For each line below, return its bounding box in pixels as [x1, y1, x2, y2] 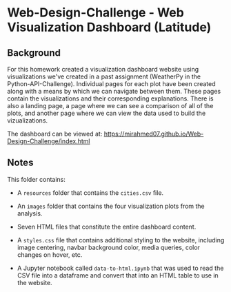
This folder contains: [7, 175, 66, 183]
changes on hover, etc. [17, 250, 83, 259]
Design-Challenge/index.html [7, 137, 90, 145]
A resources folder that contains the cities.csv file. [17, 188, 164, 197]
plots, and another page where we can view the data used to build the [7, 109, 206, 117]
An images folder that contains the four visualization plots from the [17, 202, 205, 210]
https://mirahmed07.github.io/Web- [103, 129, 204, 138]
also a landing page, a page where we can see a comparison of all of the [7, 102, 214, 109]
